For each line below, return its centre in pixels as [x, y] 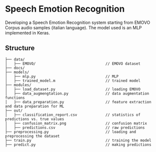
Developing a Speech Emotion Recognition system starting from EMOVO [78, 22]
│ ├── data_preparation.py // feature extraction [78, 102]
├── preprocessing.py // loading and [71, 132]
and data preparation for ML [35, 106]
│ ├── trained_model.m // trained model [73, 81]
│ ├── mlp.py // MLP [62, 76]
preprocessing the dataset [32, 136]
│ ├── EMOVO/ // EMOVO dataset [73, 64]
